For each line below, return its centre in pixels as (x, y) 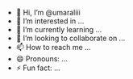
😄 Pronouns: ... (42, 59)
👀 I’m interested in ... (50, 21)
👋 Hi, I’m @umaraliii (48, 12)
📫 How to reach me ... (53, 47)
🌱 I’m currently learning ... (59, 29)
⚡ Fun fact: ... (38, 68)
